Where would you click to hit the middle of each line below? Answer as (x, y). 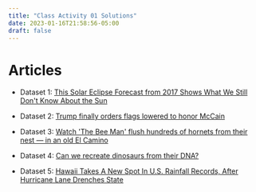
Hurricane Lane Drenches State (71, 180)
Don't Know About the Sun (63, 101)
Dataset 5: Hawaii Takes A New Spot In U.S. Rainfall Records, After (129, 171)
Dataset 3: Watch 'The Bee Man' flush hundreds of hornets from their (134, 132)
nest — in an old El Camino (64, 140)
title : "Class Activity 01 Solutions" (73, 16)
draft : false (30, 30)
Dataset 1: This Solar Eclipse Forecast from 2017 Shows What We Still (134, 92)
